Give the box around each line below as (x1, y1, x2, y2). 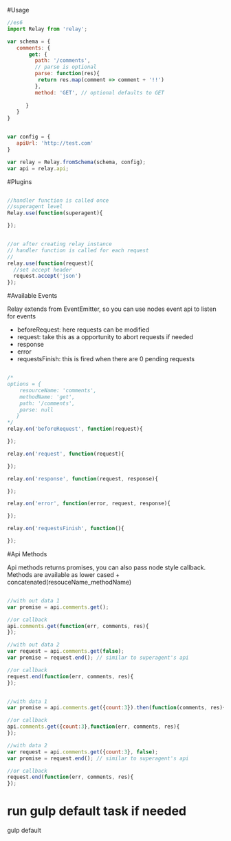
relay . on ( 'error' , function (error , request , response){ (7, 500, 170, 507)
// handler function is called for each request (7, 247, 149, 254)
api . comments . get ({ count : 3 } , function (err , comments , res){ (7, 723, 180, 730)
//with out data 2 (7, 641, 60, 649)
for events (7, 312, 36, 321)
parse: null (19, 406, 54, 413)
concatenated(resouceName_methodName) (7, 578, 132, 586)
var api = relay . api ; (7, 165, 69, 172)
